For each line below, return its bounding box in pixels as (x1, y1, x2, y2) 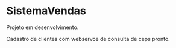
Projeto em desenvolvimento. (6, 24, 79, 31)
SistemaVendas (6, 4, 86, 18)
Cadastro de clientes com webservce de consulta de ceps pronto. (6, 35, 170, 42)
